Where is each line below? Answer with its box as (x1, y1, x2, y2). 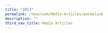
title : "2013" (5, 7, 34, 12)
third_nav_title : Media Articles (5, 20, 73, 26)
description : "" (5, 16, 38, 21)
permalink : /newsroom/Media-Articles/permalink (5, 12, 104, 16)
